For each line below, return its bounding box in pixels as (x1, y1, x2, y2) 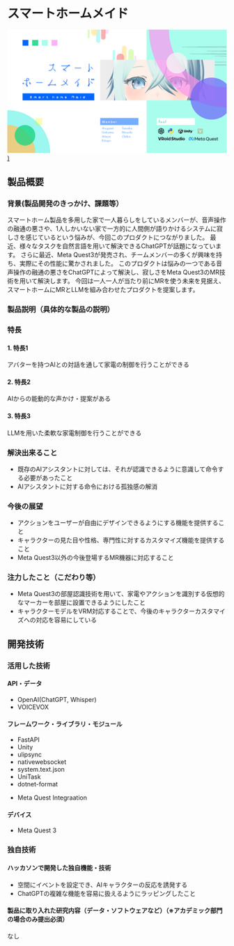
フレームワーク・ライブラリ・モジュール (7, 719, 123, 728)
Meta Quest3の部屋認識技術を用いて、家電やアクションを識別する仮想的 (17, 590, 225, 598)
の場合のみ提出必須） (7, 915, 68, 924)
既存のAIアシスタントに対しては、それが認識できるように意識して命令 (17, 464, 218, 473)
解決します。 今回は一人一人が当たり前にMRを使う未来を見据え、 (37, 277, 225, 285)
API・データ (7, 680, 42, 688)
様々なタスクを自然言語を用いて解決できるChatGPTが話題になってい (19, 242, 216, 250)
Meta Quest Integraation (17, 793, 87, 802)
